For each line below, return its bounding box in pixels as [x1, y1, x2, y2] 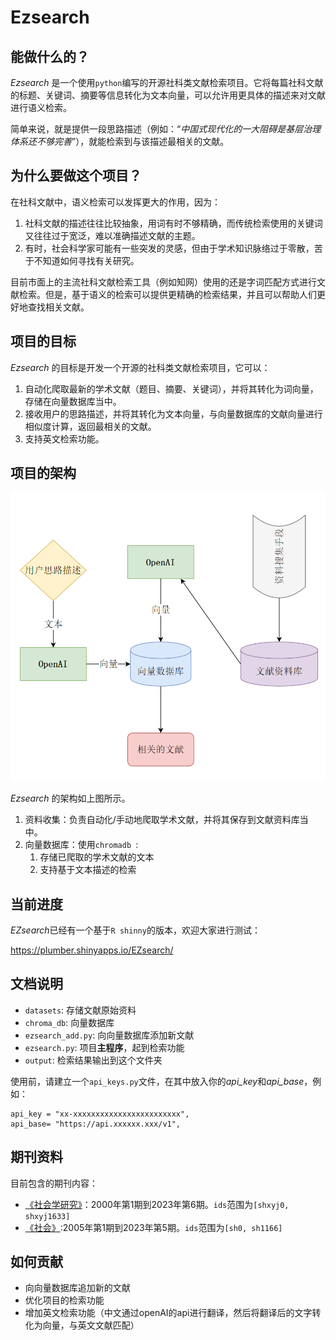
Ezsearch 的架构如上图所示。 [10, 792, 131, 805]
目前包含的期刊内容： [10, 1177, 98, 1189]
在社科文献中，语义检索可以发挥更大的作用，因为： [10, 196, 221, 208]
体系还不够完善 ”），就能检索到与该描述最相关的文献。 [10, 136, 230, 147]
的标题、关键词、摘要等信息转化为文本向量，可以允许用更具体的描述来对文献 [10, 89, 326, 101]
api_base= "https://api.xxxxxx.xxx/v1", [10, 1119, 182, 1129]
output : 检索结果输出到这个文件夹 [24, 1054, 163, 1066]
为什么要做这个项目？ [10, 167, 142, 185]
